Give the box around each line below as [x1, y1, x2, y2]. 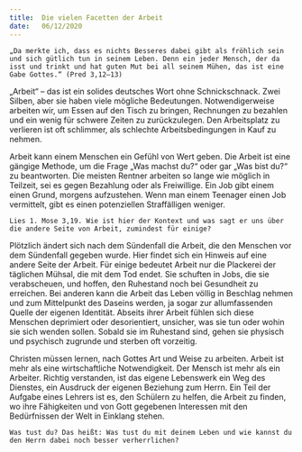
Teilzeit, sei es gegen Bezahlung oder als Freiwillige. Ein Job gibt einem [9, 179, 275, 190]
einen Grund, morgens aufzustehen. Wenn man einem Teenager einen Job [9, 189, 287, 200]
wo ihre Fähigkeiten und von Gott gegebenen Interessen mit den [9, 401, 248, 411]
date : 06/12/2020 [9, 22, 83, 31]
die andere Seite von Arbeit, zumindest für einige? [9, 224, 212, 233]
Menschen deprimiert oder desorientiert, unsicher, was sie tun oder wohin [9, 316, 285, 327]
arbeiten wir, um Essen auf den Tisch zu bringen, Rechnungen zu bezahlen [9, 104, 288, 115]
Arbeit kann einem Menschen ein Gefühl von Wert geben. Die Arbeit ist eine [9, 150, 291, 162]
